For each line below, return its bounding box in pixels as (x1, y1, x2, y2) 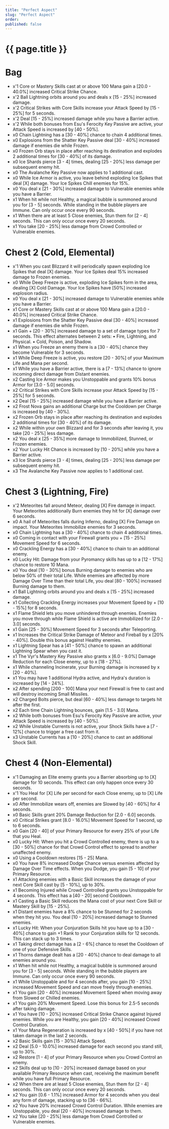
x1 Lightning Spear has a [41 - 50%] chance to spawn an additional (12, 642, 152, 649)
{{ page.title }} (5, 44, 68, 55)
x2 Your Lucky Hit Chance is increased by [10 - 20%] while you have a (12, 447, 159, 453)
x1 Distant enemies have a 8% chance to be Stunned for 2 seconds (12, 908, 152, 915)
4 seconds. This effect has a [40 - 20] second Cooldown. (12, 893, 132, 899)
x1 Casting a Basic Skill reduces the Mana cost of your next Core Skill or (12, 898, 162, 904)
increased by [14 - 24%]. (12, 680, 65, 686)
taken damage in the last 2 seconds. (12, 1033, 88, 1039)
